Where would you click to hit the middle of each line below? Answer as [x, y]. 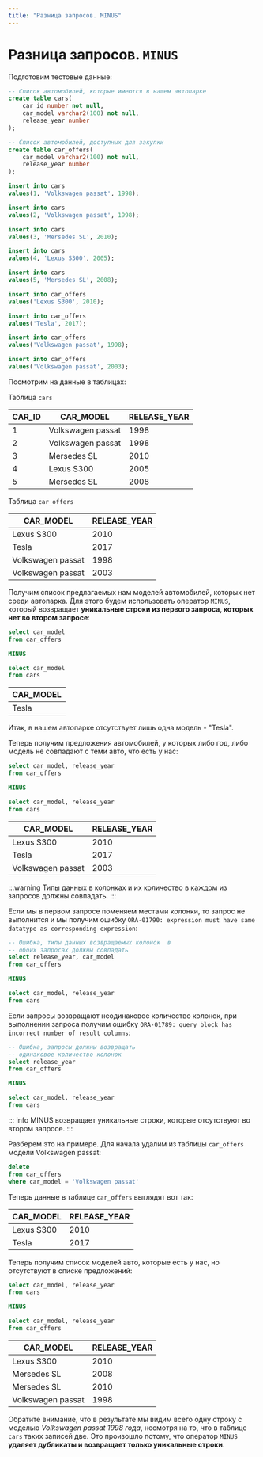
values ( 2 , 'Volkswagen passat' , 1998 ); [74, 215]
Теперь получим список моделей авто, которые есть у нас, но [114, 1262]
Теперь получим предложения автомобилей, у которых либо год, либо [128, 743]
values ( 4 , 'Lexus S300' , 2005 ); [61, 258]
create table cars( [40, 99]
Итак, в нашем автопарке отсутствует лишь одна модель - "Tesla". [121, 728]
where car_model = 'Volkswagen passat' [74, 1181]
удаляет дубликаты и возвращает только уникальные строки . [116, 1444]
